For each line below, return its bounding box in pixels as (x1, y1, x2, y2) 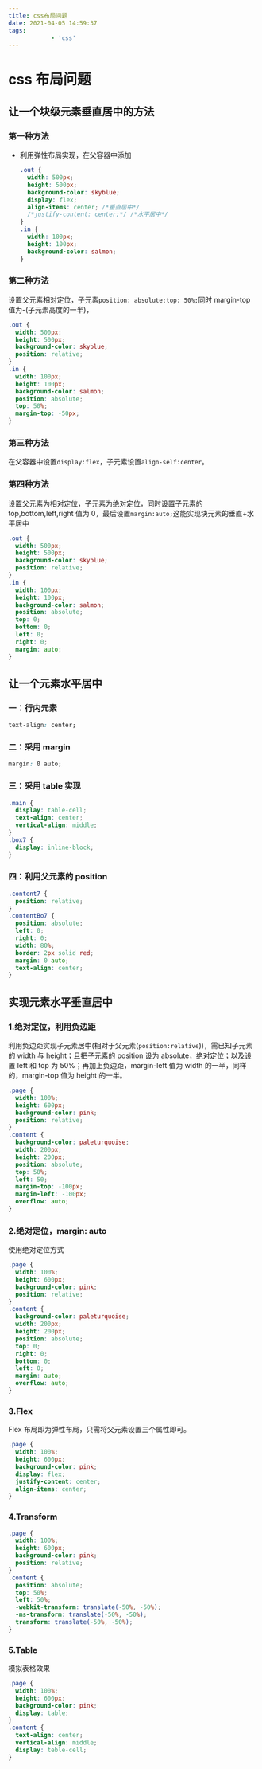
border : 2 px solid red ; (15, 949, 94, 957)
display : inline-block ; (15, 843, 94, 851)
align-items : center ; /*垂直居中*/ (27, 203, 141, 211)
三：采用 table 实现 (8, 781, 81, 792)
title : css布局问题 (8, 11, 68, 20)
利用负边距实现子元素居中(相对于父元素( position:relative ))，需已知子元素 (8, 1041, 253, 1051)
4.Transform (8, 1511, 58, 1522)
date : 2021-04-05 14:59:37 (8, 19, 98, 27)
